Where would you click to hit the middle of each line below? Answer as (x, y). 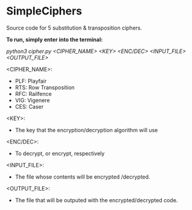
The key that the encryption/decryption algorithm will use (86, 130)
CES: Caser (29, 106)
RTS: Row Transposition (45, 87)
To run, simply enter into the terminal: (55, 39)
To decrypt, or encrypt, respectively (60, 153)
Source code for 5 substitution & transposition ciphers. (74, 28)
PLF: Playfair (31, 81)
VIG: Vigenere (32, 100)
